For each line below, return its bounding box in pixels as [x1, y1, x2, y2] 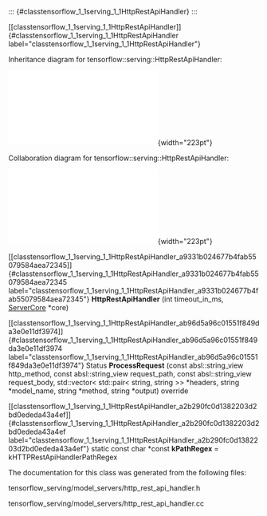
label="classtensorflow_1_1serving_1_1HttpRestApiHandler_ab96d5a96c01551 [8, 353, 258, 361]
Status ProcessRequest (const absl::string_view [86, 360, 244, 370]
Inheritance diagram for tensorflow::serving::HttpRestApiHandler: [8, 55, 222, 64]
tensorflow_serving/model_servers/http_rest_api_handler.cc [8, 498, 205, 508]
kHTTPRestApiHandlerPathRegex [8, 452, 118, 462]
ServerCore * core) [8, 303, 69, 312]
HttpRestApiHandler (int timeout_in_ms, [91, 294, 224, 304]
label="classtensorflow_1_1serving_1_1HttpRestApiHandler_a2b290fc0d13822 [8, 435, 259, 445]
